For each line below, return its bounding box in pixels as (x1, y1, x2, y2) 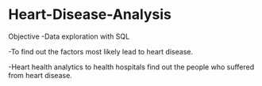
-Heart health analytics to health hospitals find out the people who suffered (8, 62, 255, 72)
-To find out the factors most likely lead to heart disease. (8, 47, 193, 56)
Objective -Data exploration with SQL (8, 32, 130, 41)
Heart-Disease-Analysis (8, 6, 172, 24)
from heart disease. (8, 70, 73, 80)
